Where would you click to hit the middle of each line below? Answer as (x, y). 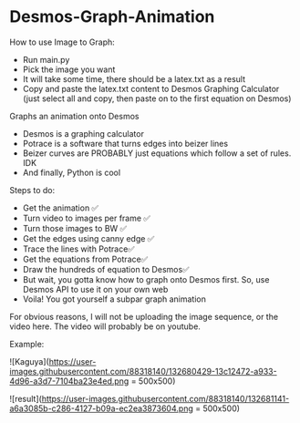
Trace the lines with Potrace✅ (78, 249)
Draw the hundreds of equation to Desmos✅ (106, 269)
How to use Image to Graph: (62, 42)
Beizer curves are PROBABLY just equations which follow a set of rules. (157, 153)
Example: (27, 344)
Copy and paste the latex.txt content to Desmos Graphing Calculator (151, 88)
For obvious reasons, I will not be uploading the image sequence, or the (144, 316)
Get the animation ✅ (60, 208)
